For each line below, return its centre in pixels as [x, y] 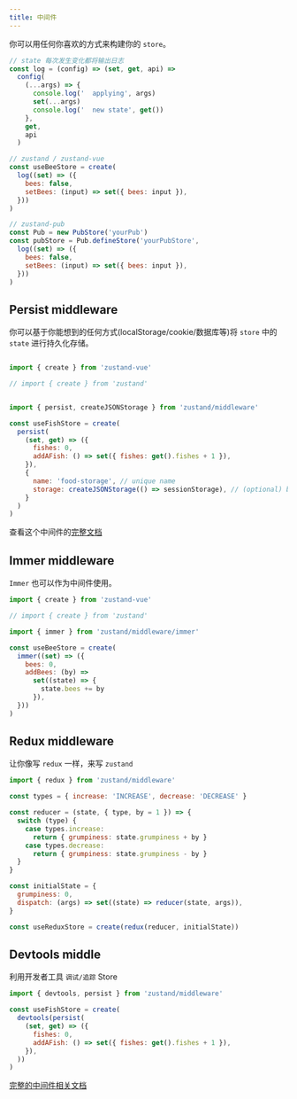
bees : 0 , [41, 664]
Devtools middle [55, 954]
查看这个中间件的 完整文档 [56, 532]
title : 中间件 [33, 17]
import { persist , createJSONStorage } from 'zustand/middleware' [134, 407]
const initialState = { [53, 886]
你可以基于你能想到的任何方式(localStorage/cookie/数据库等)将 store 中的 [143, 332]
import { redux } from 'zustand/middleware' [92, 781]
